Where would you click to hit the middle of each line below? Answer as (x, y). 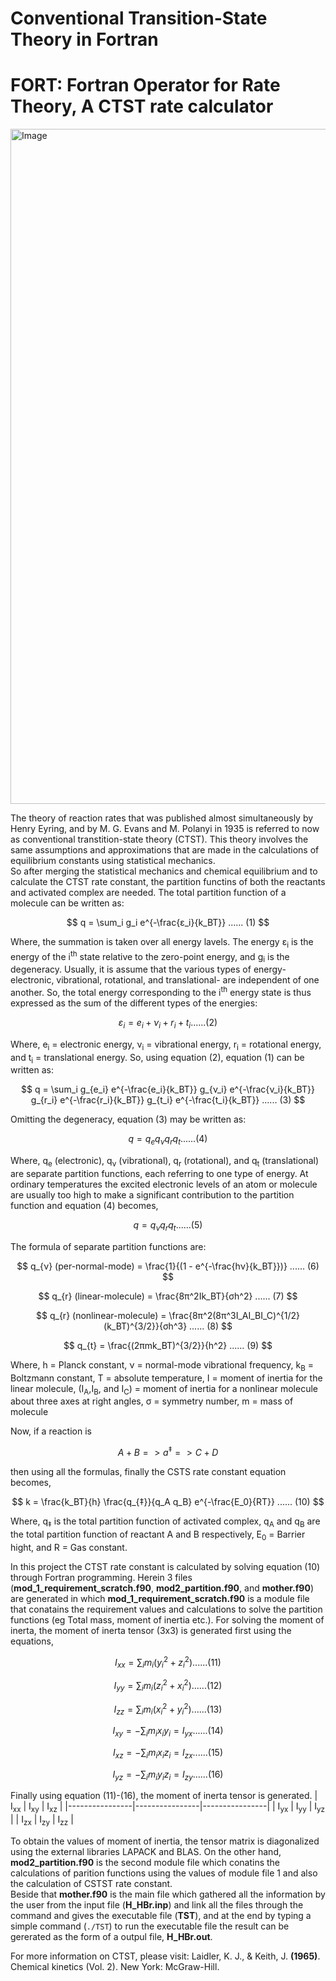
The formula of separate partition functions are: (108, 1246)
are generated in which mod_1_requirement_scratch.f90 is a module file (160, 1598)
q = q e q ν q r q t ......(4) (168, 1140)
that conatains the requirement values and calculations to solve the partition (166, 1609)
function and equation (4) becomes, (84, 1206)
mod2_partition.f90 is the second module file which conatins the (145, 1862)
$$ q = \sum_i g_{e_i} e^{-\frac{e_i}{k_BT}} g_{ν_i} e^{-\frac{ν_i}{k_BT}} (168, 1089)
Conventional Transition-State (139, 18)
